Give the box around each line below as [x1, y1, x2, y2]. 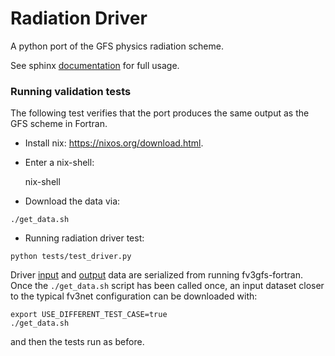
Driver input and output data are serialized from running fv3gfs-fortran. [10, 269, 304, 281]
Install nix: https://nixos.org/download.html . [24, 137, 204, 149]
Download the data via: [24, 195, 121, 207]
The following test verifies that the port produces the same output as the [10, 107, 310, 119]
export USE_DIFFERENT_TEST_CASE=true [10, 310, 168, 320]
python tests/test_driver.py [10, 252, 132, 262]
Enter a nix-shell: [24, 157, 95, 169]
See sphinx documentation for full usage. [10, 59, 180, 71]
